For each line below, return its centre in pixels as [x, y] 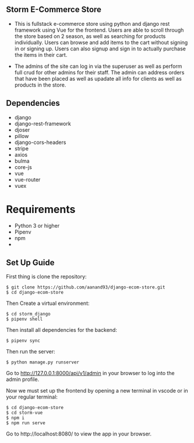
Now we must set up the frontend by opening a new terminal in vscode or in [97, 391]
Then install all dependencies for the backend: [62, 330]
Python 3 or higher [37, 225]
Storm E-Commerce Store [54, 10]
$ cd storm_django [28, 314]
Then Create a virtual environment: [48, 303]
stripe [22, 148]
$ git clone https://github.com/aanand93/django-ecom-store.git [86, 287]
